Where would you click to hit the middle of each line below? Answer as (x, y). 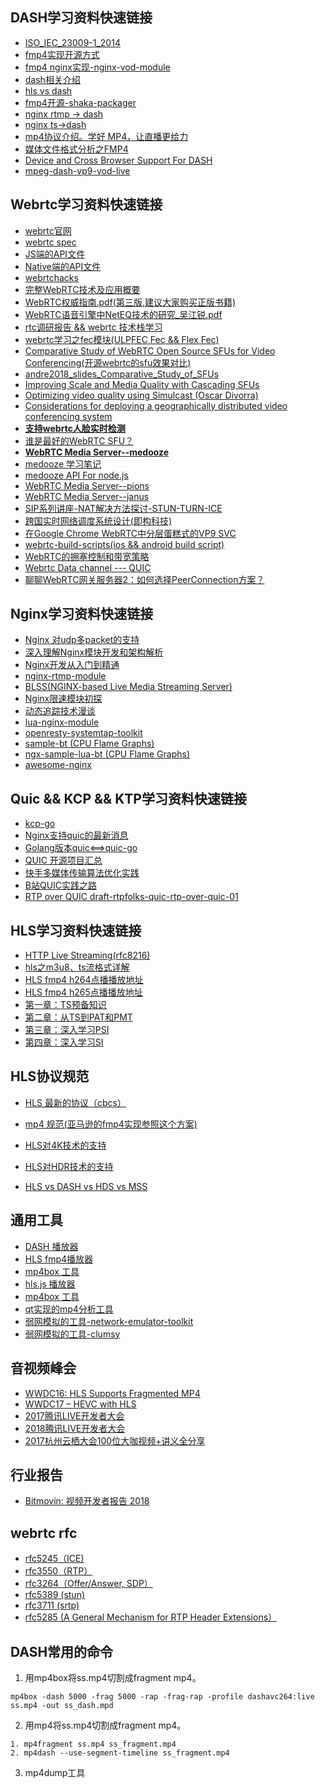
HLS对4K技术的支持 (65, 1145)
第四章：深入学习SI (64, 1042)
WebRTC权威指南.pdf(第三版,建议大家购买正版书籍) (130, 302)
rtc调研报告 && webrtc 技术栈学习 (93, 327)
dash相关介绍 (52, 79)
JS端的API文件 (55, 254)
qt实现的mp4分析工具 (69, 1309)
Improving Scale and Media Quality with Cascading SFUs (142, 384)
